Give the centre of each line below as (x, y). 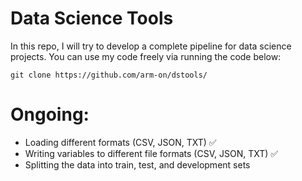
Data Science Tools (92, 18)
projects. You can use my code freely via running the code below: (146, 56)
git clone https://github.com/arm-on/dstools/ (109, 75)
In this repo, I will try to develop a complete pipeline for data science (151, 46)
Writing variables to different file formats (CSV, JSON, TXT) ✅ (151, 153)
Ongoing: (50, 114)
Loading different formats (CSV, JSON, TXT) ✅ (120, 142)
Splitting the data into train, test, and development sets (137, 164)
